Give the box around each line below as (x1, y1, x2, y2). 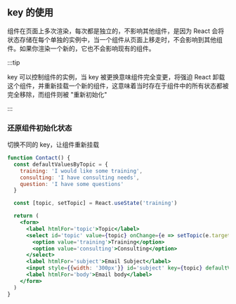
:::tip (7, 58, 20, 67)
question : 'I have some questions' (20, 180, 124, 187)
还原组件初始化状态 (7, 123, 72, 133)
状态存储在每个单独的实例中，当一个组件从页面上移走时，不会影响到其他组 (7, 35, 223, 44)
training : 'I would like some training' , (20, 167, 143, 174)
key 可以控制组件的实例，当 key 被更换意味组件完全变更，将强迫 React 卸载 (7, 72, 225, 81)
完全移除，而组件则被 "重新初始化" (7, 90, 107, 98)
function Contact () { (7, 154, 71, 161)
